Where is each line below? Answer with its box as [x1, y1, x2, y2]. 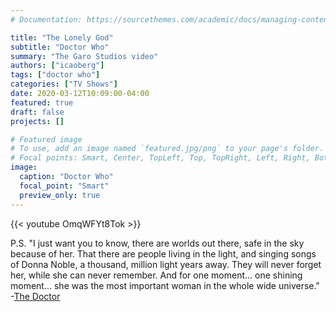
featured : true [10, 97, 74, 108]
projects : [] [10, 116, 65, 126]
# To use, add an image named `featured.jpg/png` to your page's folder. [10, 144, 325, 154]
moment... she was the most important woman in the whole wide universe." [10, 279, 320, 291]
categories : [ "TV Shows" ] [10, 79, 118, 90]
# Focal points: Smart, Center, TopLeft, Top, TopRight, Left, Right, [10, 153, 311, 163]
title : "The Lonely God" [10, 32, 114, 43]
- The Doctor [10, 290, 61, 302]
